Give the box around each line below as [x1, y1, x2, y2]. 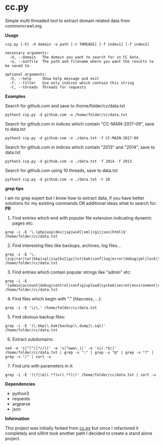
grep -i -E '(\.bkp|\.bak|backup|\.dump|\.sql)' [5, 323, 106, 328]
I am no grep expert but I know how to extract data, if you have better [5, 195, 145, 201]
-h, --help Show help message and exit [9, 76, 99, 81]
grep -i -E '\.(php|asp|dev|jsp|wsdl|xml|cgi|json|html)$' [5, 229, 128, 234]
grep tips [5, 185, 24, 191]
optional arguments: [5, 72, 47, 77]
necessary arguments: [5, 50, 49, 55]
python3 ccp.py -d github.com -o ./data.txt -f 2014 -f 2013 [5, 159, 132, 164]
